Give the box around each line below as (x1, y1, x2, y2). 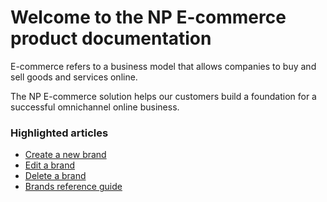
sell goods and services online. (10, 71, 138, 83)
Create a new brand (24, 149, 107, 161)
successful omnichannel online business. (10, 101, 180, 113)
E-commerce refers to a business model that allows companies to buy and (10, 60, 317, 72)
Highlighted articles (10, 126, 109, 140)
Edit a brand (24, 159, 76, 171)
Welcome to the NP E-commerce (10, 6, 287, 29)
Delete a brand (24, 170, 87, 182)
